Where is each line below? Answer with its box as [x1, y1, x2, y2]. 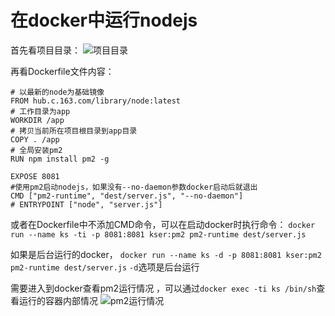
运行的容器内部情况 [18, 294, 98, 306]
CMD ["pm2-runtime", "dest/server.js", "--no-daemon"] [10, 191, 244, 201]
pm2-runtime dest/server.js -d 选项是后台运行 [10, 261, 200, 273]
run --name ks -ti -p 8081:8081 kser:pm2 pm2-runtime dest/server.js [10, 229, 307, 240]
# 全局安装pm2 [10, 145, 63, 155]
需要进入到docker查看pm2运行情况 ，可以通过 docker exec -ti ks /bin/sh [10, 282, 317, 294]
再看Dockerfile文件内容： [10, 65, 115, 77]
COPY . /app [10, 134, 60, 145]
